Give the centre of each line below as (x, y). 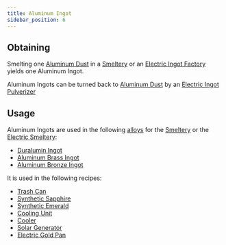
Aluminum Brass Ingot (48, 157)
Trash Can (32, 192)
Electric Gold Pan (41, 235)
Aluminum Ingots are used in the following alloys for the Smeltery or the (108, 130)
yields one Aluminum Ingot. (46, 71)
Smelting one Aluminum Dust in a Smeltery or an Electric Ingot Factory (106, 64)
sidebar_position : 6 (37, 20)
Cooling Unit (35, 214)
